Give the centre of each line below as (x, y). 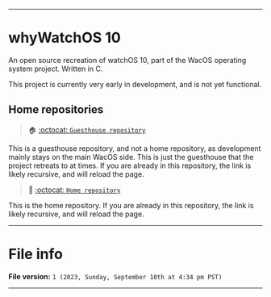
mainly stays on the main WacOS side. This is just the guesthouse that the (131, 157)
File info (35, 254)
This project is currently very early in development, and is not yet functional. (135, 84)
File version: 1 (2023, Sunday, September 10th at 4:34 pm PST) (115, 276)
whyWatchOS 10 (65, 38)
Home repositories (56, 110)
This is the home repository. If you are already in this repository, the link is (131, 205)
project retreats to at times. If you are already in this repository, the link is (130, 165)
